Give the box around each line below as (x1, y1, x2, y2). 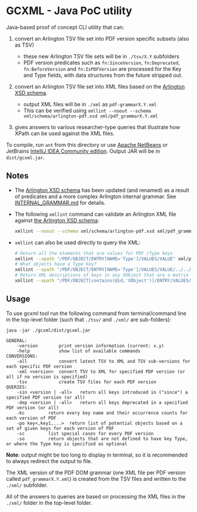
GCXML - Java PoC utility (6, 4, 132, 18)
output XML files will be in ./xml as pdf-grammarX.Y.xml (23, 100, 157, 107)
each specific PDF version (6, 363, 72, 369)
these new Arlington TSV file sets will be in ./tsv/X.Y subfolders (23, 52, 179, 60)
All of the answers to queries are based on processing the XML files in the (6, 493, 185, 500)
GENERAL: (6, 337, 28, 343)
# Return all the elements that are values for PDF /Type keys (14, 250, 173, 256)
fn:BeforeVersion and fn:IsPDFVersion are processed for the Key (23, 65, 182, 72)
